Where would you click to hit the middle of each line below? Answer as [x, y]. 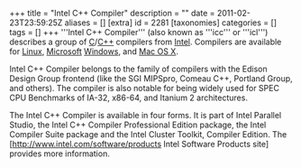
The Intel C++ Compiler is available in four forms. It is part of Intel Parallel [146, 115]
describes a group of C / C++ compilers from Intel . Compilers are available [146, 42]
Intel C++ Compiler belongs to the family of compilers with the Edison [138, 69]
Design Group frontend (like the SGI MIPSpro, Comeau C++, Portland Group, [151, 79]
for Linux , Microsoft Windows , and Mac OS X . [94, 51]
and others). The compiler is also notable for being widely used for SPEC [144, 88]
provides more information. [59, 154]
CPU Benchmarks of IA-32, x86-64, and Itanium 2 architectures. [128, 98]
